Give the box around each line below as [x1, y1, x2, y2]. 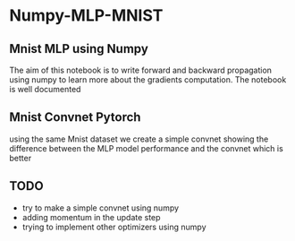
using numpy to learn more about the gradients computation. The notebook [9, 74, 287, 85]
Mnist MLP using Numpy [9, 41, 149, 56]
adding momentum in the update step [21, 211, 161, 222]
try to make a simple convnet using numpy [21, 202, 180, 213]
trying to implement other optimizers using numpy [21, 221, 207, 232]
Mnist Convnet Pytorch [9, 109, 141, 125]
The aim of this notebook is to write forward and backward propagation [9, 65, 273, 75]
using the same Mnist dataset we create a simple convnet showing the [9, 133, 269, 144]
